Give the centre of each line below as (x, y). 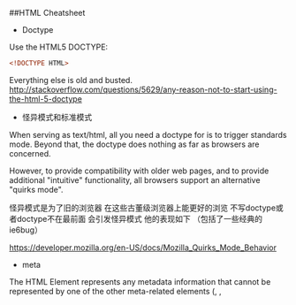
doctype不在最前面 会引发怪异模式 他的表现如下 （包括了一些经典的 (140, 218)
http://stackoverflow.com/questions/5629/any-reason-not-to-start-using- (143, 89)
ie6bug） (26, 230)
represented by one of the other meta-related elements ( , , (116, 291)
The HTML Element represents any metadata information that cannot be (140, 281)
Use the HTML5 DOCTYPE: (59, 47)
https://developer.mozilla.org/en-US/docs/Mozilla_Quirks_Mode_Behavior (143, 248)
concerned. (30, 153)
